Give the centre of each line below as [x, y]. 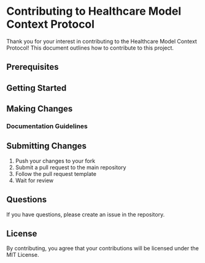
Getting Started [37, 88]
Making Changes [40, 109]
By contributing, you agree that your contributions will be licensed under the [103, 248]
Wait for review [34, 180]
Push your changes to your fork [55, 161]
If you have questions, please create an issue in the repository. [86, 214]
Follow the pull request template [56, 173]
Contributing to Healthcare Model [94, 11]
